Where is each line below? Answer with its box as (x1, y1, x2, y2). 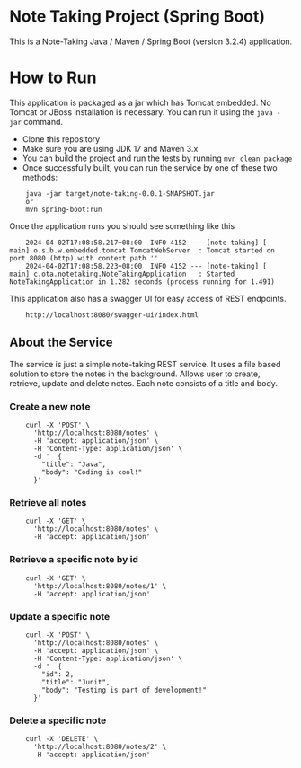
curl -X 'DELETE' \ (25, 735, 99, 744)
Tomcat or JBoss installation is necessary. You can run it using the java (9, 106, 273, 118)
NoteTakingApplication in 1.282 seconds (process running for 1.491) (9, 277, 276, 287)
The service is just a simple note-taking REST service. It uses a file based (9, 358, 281, 369)
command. (23, 116, 64, 127)
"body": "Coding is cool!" (41, 467, 143, 477)
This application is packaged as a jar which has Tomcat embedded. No (9, 97, 271, 108)
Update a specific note (9, 610, 111, 622)
